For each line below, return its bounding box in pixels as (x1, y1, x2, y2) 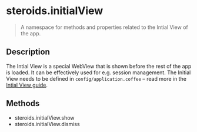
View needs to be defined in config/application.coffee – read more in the (6, 75, 187, 82)
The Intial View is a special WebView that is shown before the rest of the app (6, 62, 192, 70)
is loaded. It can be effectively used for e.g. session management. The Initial (6, 69, 191, 76)
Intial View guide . (6, 81, 48, 88)
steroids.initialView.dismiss (14, 120, 81, 127)
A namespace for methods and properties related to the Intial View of (20, 24, 188, 31)
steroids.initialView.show (14, 114, 75, 121)
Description (6, 47, 50, 57)
